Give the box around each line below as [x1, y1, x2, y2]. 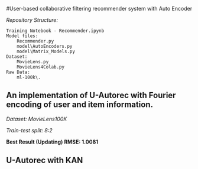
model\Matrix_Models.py [17, 48, 76, 54]
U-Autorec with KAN [6, 155, 83, 165]
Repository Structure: [6, 17, 58, 23]
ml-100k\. [17, 74, 41, 80]
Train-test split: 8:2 [6, 126, 53, 134]
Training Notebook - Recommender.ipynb [6, 28, 105, 34]
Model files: [6, 33, 38, 39]
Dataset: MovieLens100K [6, 115, 67, 122]
